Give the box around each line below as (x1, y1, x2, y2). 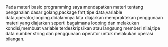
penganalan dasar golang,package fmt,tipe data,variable (5, 9, 122, 15)
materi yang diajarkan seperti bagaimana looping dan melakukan (5, 20, 139, 26)
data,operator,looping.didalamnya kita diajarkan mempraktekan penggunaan (5, 15, 163, 20)
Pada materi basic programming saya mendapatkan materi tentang (5, 4, 143, 10)
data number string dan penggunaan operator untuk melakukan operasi (5, 31, 153, 36)
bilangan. (5, 36, 25, 42)
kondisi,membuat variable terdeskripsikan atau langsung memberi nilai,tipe (5, 25, 160, 31)
